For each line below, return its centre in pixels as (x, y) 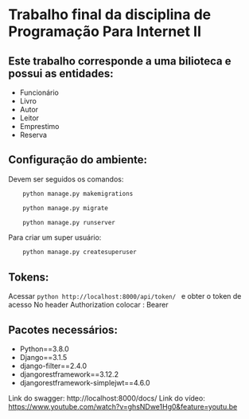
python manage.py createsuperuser (80, 253)
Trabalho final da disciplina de (110, 15)
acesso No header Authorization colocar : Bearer (88, 305)
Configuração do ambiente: (78, 160)
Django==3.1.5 (43, 357)
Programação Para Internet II (105, 31)
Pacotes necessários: (63, 329)
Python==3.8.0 (44, 349)
